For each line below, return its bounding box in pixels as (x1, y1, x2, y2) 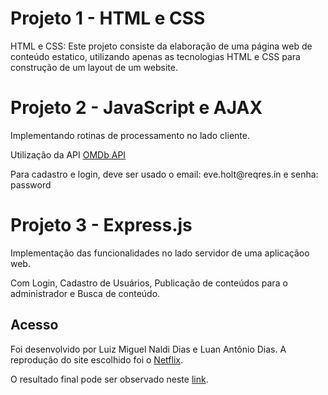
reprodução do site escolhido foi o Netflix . (10, 353, 183, 366)
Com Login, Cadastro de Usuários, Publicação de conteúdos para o (10, 277, 288, 289)
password (10, 178, 52, 191)
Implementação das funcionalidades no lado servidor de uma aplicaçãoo (10, 247, 310, 259)
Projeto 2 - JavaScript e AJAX (10, 97, 263, 119)
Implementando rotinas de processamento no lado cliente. (10, 129, 250, 141)
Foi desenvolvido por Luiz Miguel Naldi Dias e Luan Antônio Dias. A (10, 343, 287, 355)
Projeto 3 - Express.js (10, 214, 193, 237)
